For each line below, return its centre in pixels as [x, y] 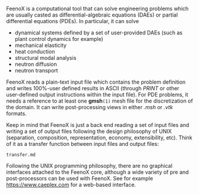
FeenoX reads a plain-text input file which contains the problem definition [96, 82]
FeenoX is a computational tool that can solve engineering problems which [97, 9]
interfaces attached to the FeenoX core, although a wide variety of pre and [97, 172]
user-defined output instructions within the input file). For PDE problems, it [97, 95]
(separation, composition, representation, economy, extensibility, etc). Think [99, 138]
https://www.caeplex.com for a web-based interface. [71, 185]
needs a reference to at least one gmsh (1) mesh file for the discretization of [99, 101]
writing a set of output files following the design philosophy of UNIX [89, 131]
